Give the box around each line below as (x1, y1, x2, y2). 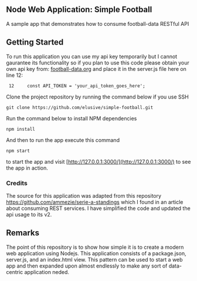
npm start (6, 148, 30, 154)
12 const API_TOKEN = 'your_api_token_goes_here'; (8, 83, 145, 89)
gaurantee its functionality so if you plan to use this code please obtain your (6, 59, 189, 66)
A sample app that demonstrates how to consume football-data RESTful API (6, 20, 189, 27)
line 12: (6, 72, 23, 79)
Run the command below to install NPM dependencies (6, 114, 137, 122)
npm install (6, 126, 35, 132)
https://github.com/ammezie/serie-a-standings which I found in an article (6, 198, 184, 205)
